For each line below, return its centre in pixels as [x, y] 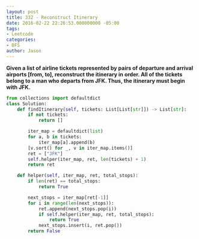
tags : [13, 29]
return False [44, 231]
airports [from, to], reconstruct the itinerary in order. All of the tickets [94, 74]
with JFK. [19, 87]
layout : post [23, 12]
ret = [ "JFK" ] [45, 154]
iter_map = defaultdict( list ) [66, 132]
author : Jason [24, 51]
